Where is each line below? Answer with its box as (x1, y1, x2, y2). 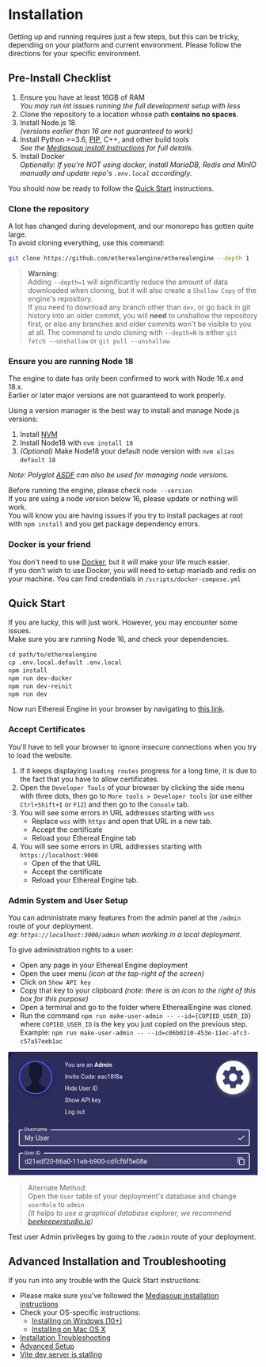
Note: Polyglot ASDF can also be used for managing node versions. (8, 470, 229, 480)
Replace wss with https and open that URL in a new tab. (31, 816, 212, 826)
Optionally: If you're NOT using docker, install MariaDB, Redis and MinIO (19, 160, 256, 169)
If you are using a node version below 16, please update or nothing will (8, 494, 238, 503)
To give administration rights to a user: (8, 944, 134, 955)
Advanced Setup (19, 1342, 75, 1351)
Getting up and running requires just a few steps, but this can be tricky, (8, 32, 240, 41)
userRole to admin (27, 1199, 85, 1209)
